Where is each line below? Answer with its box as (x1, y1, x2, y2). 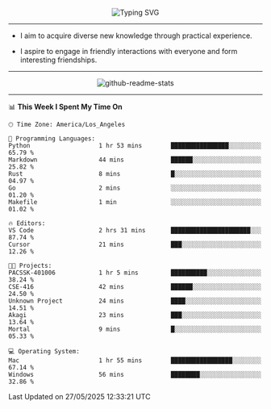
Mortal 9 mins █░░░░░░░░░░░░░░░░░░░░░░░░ (8, 325, 262, 333)
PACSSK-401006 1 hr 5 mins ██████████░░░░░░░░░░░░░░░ (8, 269, 262, 277)
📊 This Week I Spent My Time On (8, 102, 123, 111)
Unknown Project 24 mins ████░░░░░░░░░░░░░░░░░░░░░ (8, 297, 262, 305)
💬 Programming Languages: (8, 135, 95, 143)
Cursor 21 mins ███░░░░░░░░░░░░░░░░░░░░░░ (8, 240, 262, 248)
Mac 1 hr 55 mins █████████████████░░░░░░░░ (8, 357, 262, 365)
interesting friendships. (19, 55, 98, 65)
